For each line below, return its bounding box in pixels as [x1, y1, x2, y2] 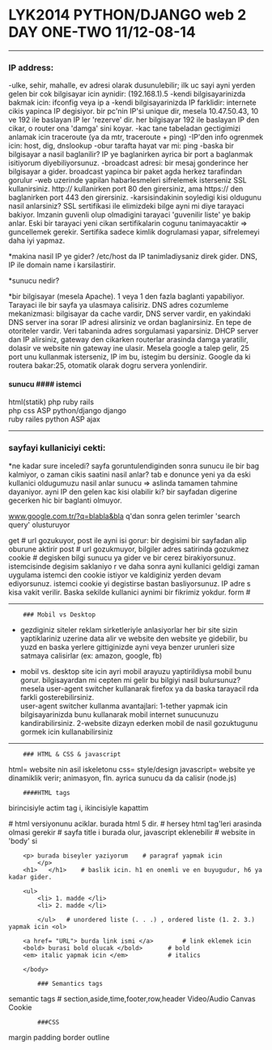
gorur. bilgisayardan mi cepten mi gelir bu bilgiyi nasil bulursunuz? [19, 675, 241, 685]
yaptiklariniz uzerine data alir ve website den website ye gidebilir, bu [19, 633, 249, 643]
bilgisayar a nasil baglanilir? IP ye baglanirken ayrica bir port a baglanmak [8, 149, 253, 159]
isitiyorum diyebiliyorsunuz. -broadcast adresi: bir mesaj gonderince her [8, 158, 249, 168]
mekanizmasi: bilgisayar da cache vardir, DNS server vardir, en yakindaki [8, 309, 251, 318]
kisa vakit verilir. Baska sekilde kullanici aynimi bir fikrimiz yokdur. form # [8, 587, 251, 597]
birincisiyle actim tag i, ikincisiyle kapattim [8, 802, 149, 813]
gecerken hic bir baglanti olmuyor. [8, 495, 123, 505]
